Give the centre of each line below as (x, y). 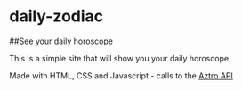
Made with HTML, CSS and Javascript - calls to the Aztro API (121, 75)
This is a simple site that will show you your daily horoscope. (120, 58)
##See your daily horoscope (61, 41)
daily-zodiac (56, 16)
